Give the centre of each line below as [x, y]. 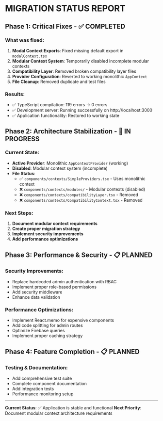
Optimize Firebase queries [38, 331]
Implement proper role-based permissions [54, 287]
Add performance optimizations [45, 239]
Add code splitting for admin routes [48, 325]
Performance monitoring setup [43, 394]
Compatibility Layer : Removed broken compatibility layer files [74, 71]
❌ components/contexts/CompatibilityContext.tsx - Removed [81, 200]
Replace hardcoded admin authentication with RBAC [64, 281]
